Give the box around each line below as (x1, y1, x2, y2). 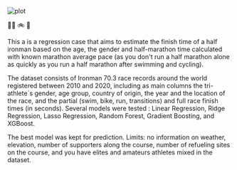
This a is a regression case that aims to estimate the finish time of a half (7, 38, 218, 46)
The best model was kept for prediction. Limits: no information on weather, (7, 133, 226, 142)
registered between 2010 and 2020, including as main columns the (7, 82, 203, 90)
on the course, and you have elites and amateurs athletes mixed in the (7, 148, 213, 156)
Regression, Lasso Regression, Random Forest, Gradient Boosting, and (7, 112, 215, 120)
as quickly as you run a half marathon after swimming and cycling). (7, 60, 204, 68)
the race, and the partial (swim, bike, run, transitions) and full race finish (7, 97, 218, 105)
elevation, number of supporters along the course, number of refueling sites (7, 141, 231, 149)
